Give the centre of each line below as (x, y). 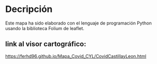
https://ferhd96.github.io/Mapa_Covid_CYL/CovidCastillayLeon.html (76, 56)
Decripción (29, 9)
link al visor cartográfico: (46, 44)
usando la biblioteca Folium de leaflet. (45, 28)
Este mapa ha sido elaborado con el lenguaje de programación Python (78, 23)
